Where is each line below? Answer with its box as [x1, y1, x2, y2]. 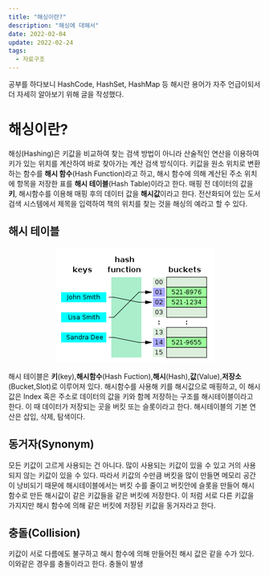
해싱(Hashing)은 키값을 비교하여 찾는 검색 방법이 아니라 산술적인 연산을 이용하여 [8, 149, 259, 158]
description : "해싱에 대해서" [8, 21, 100, 30]
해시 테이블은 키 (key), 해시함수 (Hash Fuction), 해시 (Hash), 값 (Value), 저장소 [8, 371, 243, 381]
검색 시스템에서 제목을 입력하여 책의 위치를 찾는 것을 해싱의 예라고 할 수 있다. [8, 198, 248, 208]
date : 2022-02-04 [8, 30, 67, 38]
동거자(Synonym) [8, 438, 95, 451]
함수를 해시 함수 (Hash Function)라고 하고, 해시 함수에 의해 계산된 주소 [22, 169, 243, 178]
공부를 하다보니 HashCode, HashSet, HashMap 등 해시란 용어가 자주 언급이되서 [8, 80, 261, 88]
